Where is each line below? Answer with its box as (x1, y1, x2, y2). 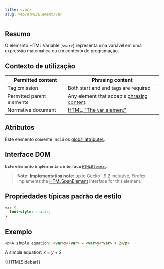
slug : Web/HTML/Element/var (5, 12, 62, 17)
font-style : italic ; (9, 209, 51, 215)
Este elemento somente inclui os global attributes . (5, 136, 105, 142)
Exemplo (5, 228, 32, 236)
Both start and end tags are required (67, 85, 151, 92)
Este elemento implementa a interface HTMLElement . (5, 163, 108, 169)
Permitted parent (7, 93, 46, 100)
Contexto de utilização (5, 62, 76, 70)
